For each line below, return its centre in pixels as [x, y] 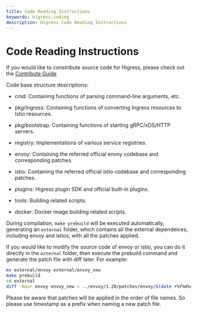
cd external [21, 281]
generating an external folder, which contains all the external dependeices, [97, 229]
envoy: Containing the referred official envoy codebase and [86, 154]
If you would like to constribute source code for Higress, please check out [95, 67]
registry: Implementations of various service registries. [81, 143]
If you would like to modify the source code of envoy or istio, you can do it [96, 247]
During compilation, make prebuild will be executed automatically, [85, 223]
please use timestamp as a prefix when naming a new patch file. [84, 304]
